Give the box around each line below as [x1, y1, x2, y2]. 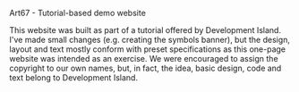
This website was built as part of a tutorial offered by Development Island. [9, 25, 282, 35]
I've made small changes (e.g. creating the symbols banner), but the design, [9, 35, 291, 45]
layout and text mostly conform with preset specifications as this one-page [9, 44, 286, 54]
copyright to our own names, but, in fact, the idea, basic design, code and [9, 63, 282, 73]
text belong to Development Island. [9, 72, 139, 83]
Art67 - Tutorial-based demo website [9, 8, 146, 18]
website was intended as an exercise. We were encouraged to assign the [9, 54, 279, 63]
